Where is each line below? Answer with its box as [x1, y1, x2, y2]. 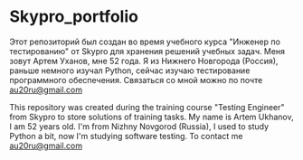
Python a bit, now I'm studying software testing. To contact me [9, 130, 243, 141]
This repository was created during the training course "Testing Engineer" [9, 101, 285, 112]
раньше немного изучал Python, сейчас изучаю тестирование [9, 65, 251, 76]
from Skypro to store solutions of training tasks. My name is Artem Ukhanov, [9, 111, 294, 122]
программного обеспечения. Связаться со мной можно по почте [9, 74, 263, 85]
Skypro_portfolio [9, 6, 138, 27]
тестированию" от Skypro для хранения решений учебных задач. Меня [9, 45, 286, 56]
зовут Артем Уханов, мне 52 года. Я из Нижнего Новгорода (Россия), [9, 55, 279, 66]
